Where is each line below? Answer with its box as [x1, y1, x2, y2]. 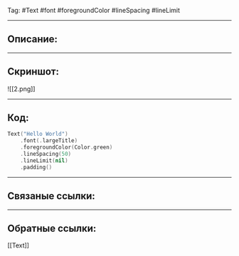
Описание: [7, 33, 58, 46]
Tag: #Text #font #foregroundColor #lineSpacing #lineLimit [7, 6, 180, 14]
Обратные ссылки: [7, 222, 97, 234]
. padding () [20, 164, 53, 171]
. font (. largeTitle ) [20, 137, 78, 144]
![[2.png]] [7, 85, 36, 93]
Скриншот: [7, 65, 59, 78]
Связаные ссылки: [7, 190, 95, 202]
